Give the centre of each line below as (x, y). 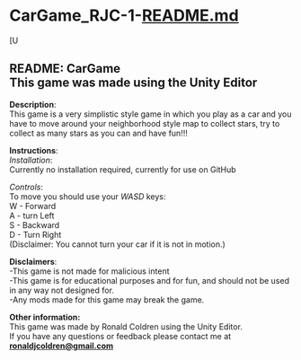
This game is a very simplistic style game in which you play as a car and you (150, 114)
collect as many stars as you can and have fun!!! (99, 133)
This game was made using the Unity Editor (133, 83)
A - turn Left (32, 215)
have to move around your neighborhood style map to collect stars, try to (145, 123)
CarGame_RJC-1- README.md (124, 16)
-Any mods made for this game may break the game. (107, 299)
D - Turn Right (35, 234)
